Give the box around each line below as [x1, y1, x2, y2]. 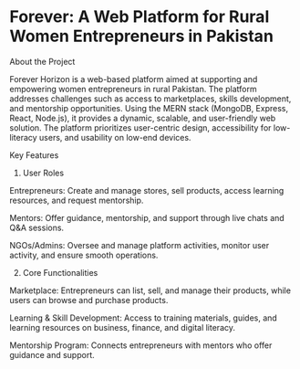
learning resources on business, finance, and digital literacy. [9, 322, 235, 332]
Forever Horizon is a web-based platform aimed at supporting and [9, 73, 258, 84]
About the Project [9, 56, 76, 67]
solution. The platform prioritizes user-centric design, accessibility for [9, 121, 272, 133]
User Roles [22, 167, 65, 178]
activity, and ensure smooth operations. [9, 249, 159, 260]
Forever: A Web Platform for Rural [9, 6, 270, 27]
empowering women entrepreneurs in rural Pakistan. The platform [9, 83, 257, 94]
